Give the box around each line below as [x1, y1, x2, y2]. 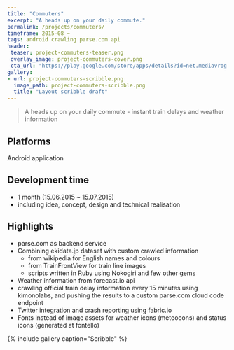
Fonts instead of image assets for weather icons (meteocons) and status [17, 313, 227, 322]
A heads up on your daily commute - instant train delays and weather [24, 108, 224, 116]
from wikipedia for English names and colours [27, 253, 160, 262]
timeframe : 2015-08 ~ [7, 29, 71, 37]
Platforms [7, 135, 51, 147]
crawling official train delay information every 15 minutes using [17, 283, 198, 292]
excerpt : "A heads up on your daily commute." [7, 17, 146, 24]
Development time [7, 174, 90, 186]
